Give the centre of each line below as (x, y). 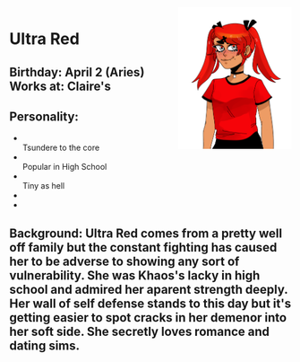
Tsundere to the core (61, 148)
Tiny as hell (43, 186)
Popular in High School (64, 167)
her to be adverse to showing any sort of (124, 261)
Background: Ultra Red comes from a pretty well (146, 233)
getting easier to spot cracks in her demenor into (148, 318)
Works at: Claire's (60, 86)
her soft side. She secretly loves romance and (140, 331)
